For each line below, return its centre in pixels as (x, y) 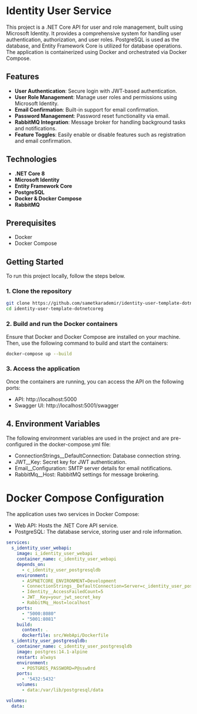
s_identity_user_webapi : (42, 548)
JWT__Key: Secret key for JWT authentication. (71, 462)
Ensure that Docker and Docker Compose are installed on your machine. (93, 336)
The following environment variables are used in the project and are (88, 438)
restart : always (37, 657)
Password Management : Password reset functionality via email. (92, 116)
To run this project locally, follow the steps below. (66, 276)
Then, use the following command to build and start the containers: (87, 343)
